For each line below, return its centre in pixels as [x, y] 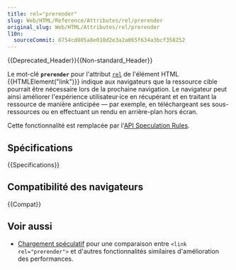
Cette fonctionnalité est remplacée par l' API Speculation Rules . [99, 125]
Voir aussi [30, 226]
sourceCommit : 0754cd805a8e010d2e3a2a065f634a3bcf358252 [100, 40]
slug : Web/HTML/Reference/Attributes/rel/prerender [85, 21]
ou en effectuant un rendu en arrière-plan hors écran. [120, 112]
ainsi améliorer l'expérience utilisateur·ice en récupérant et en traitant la [112, 97]
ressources [24, 112]
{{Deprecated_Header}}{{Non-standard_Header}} [80, 60]
